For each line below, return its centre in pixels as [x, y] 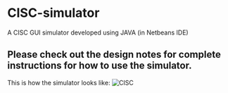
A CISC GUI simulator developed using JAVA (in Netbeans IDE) [98, 32]
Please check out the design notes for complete [114, 55]
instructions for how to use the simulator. [100, 66]
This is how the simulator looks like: [59, 82]
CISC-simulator [53, 13]
